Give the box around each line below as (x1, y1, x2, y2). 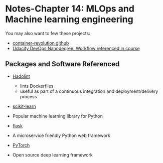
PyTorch (12, 142, 30, 148)
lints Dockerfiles (20, 83, 54, 89)
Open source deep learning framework (12, 151, 93, 158)
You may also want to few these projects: (5, 30, 90, 36)
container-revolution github (12, 40, 69, 46)
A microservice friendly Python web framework (12, 132, 110, 138)
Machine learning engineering (5, 14, 134, 25)
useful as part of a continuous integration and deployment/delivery (20, 88, 158, 94)
